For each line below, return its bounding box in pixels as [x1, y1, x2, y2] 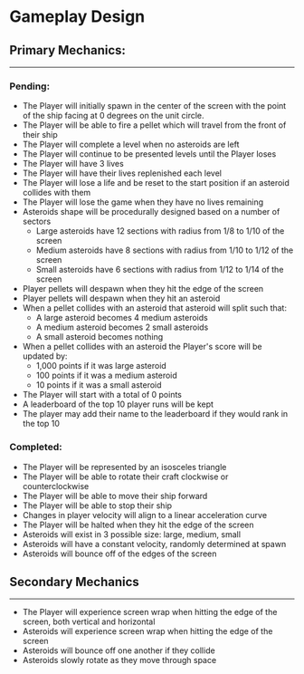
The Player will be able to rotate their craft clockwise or [22, 471, 229, 482]
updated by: [22, 351, 68, 361]
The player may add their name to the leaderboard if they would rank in [22, 409, 289, 419]
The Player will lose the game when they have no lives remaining [22, 197, 264, 207]
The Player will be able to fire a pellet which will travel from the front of [22, 120, 287, 130]
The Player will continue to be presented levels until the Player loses [22, 149, 277, 159]
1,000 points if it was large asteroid [35, 361, 167, 371]
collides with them [22, 188, 91, 198]
